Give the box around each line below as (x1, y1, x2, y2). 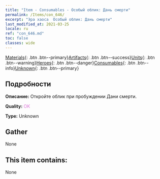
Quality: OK (5, 103, 30, 109)
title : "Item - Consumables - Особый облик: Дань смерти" (5, 7, 131, 13)
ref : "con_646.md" (5, 31, 44, 36)
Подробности (5, 80, 51, 89)
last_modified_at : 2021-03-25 (5, 21, 70, 27)
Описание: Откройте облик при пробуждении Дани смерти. (5, 93, 137, 99)
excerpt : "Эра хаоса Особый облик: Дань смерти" (5, 17, 113, 22)
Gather (5, 127, 28, 136)
